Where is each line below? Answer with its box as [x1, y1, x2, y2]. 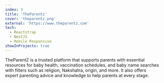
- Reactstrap [9, 30, 36, 35]
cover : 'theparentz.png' [5, 16, 56, 21]
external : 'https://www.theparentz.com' [5, 21, 90, 26]
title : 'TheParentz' [5, 12, 48, 17]
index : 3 [5, 7, 23, 12]
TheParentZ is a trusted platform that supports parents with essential [5, 57, 145, 62]
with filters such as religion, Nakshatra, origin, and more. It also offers [5, 67, 146, 73]
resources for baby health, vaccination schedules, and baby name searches [5, 62, 159, 68]
